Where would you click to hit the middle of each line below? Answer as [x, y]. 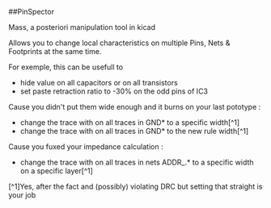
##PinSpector [32, 12]
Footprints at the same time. [55, 51]
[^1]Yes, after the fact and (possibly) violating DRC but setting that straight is [135, 186]
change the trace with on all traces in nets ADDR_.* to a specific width [137, 162]
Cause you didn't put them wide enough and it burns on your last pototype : [135, 107]
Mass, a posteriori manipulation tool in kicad [82, 27]
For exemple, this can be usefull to [66, 67]
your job [22, 195]
